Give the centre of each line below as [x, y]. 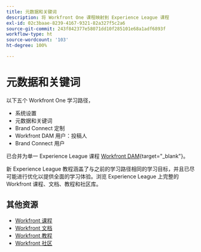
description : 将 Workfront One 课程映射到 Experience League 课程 [88, 17]
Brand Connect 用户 [40, 143]
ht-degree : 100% [27, 46]
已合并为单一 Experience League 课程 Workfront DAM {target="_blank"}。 [97, 156]
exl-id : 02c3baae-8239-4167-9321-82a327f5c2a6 [66, 23]
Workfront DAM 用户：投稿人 [51, 136]
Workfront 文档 [33, 228]
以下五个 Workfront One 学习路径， [50, 100]
